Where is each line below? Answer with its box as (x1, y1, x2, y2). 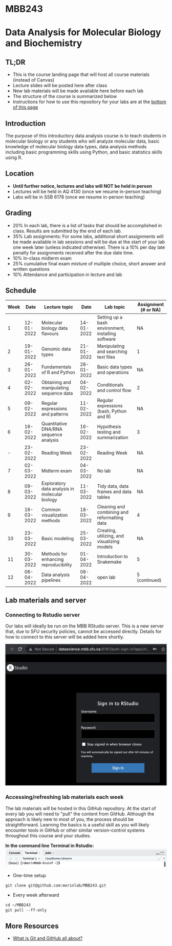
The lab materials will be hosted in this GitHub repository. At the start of (5, 805, 156, 811)
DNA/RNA (41, 426, 62, 432)
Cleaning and (97, 504, 125, 510)
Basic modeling (41, 536, 74, 542)
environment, (97, 325, 125, 331)
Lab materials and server (5, 596, 87, 605)
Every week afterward (12, 892, 59, 898)
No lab (97, 467, 111, 474)
